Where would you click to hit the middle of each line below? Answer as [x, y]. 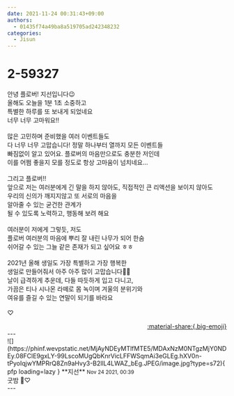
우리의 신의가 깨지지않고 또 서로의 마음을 [62, 196]
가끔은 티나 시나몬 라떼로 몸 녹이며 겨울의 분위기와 [75, 289]
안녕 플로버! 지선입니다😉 [41, 94]
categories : [24, 33]
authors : [20, 20]
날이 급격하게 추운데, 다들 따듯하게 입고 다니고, [70, 280]
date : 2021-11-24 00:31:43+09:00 [56, 14]
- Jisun [25, 40]
